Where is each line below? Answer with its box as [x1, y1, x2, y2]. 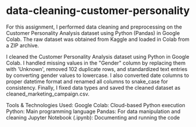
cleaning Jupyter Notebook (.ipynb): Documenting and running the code [6, 114, 180, 121]
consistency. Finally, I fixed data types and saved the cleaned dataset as [6, 84, 181, 91]
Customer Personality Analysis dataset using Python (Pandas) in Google [6, 29, 180, 36]
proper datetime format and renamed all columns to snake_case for [6, 77, 169, 85]
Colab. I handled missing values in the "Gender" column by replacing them [6, 59, 186, 66]
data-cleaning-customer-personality [6, 4, 190, 17]
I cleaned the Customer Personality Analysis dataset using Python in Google [6, 53, 190, 60]
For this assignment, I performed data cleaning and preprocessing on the [6, 23, 183, 30]
